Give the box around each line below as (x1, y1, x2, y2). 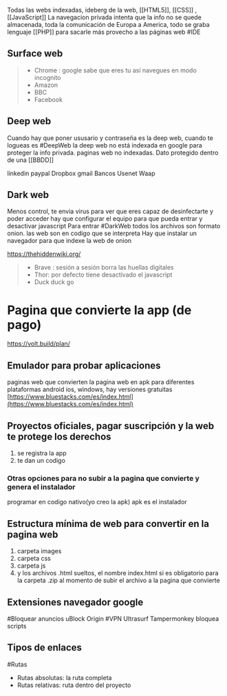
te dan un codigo (17, 457, 65, 464)
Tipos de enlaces (7, 642, 83, 654)
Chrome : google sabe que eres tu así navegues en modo (34, 66, 197, 74)
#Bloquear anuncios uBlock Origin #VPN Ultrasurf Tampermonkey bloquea (7, 614, 219, 623)
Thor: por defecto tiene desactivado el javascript (34, 270, 173, 279)
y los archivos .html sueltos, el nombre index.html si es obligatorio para (17, 569, 219, 577)
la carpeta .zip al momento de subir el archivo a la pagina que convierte (17, 576, 220, 585)
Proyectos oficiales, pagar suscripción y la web (7, 420, 215, 432)
